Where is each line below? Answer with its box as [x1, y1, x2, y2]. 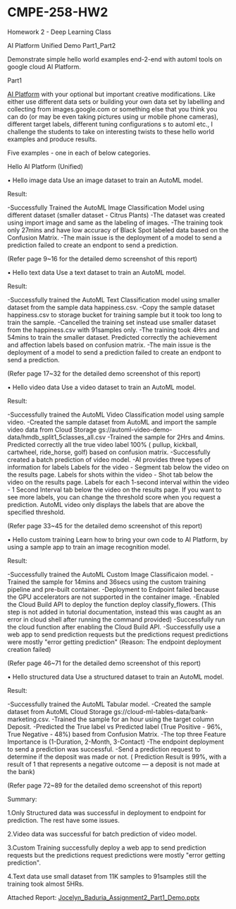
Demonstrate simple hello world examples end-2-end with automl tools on [7, 54, 223, 64]
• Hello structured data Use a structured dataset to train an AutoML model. [7, 672, 224, 681]
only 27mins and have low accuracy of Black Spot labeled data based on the [7, 225, 229, 234]
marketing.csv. [7, 715, 51, 723]
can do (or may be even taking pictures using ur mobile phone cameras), [7, 112, 218, 121]
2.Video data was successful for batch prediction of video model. [7, 829, 197, 838]
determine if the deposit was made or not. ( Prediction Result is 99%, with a [7, 752, 227, 761]
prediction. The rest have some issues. [7, 816, 120, 824]
